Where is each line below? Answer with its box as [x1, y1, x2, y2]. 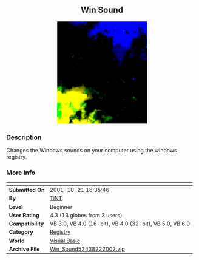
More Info [6, 168, 36, 177]
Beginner [49, 203, 73, 210]
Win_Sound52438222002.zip [49, 245, 126, 253]
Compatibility [8, 220, 44, 227]
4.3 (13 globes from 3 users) [49, 211, 123, 219]
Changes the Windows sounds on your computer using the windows [6, 147, 177, 154]
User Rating [8, 211, 39, 219]
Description [6, 133, 42, 142]
